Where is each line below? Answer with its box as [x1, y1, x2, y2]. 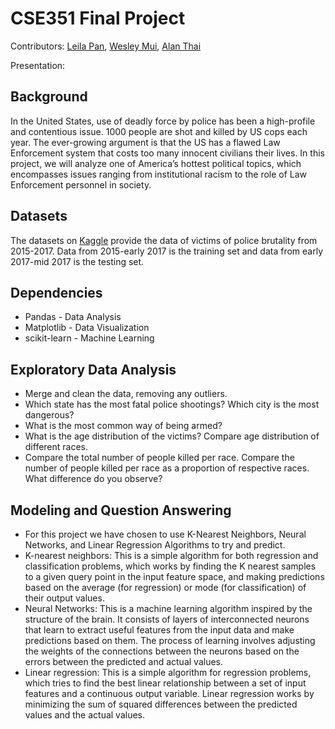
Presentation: [10, 59, 66, 71]
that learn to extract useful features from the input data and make [24, 624, 295, 636]
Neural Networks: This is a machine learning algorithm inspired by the [24, 603, 313, 614]
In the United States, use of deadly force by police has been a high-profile [10, 115, 316, 127]
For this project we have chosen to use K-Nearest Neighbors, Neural [24, 528, 307, 540]
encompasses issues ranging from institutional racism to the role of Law [10, 168, 308, 180]
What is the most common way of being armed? [24, 420, 223, 432]
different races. [24, 441, 89, 453]
